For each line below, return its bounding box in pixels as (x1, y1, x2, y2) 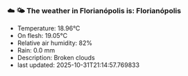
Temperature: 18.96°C (17, 24, 80, 32)
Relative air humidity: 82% (17, 39, 92, 47)
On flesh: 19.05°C (17, 32, 68, 40)
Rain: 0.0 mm (17, 46, 55, 55)
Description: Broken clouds (17, 54, 95, 62)
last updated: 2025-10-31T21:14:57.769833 (17, 61, 140, 69)
